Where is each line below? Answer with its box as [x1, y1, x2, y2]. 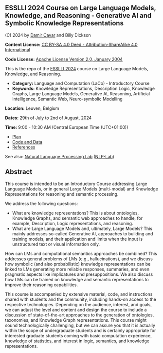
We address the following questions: [5, 200, 78, 207]
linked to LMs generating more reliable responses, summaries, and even [5, 266, 150, 272]
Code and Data [12, 139, 43, 145]
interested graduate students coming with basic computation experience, [5, 332, 152, 338]
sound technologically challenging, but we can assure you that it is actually [5, 322, 156, 328]
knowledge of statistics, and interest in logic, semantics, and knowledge [5, 338, 150, 344]
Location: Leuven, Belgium [5, 105, 59, 111]
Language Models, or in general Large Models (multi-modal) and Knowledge [5, 186, 158, 192]
